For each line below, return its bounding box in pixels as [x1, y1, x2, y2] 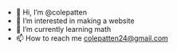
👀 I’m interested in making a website [15, 16, 135, 25]
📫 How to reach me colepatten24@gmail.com [15, 33, 169, 43]
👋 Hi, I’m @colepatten [15, 8, 88, 17]
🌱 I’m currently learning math [15, 25, 112, 33]
